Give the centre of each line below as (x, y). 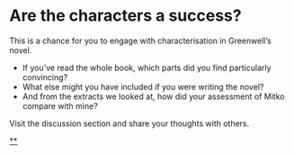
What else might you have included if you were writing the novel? (143, 87)
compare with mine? (60, 105)
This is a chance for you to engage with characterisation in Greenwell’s (140, 41)
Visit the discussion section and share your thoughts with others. (129, 123)
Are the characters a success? (125, 16)
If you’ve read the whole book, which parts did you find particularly (147, 68)
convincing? (45, 77)
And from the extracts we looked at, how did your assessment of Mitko (153, 96)
